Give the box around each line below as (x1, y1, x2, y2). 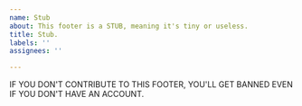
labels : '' (9, 38, 51, 48)
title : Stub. (9, 30, 59, 39)
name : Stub (9, 13, 51, 22)
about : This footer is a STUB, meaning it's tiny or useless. (9, 22, 249, 31)
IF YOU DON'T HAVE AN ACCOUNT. (9, 89, 145, 100)
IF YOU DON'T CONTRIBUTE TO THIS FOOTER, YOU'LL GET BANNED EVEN (9, 79, 294, 90)
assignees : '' (9, 47, 63, 56)
